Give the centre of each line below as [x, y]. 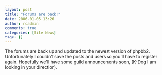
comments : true [21, 28]
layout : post [19, 10]
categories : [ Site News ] [31, 33]
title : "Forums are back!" [33, 14]
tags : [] [14, 37]
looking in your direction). [31, 67]
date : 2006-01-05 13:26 [30, 19]
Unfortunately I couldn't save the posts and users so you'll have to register [81, 56]
